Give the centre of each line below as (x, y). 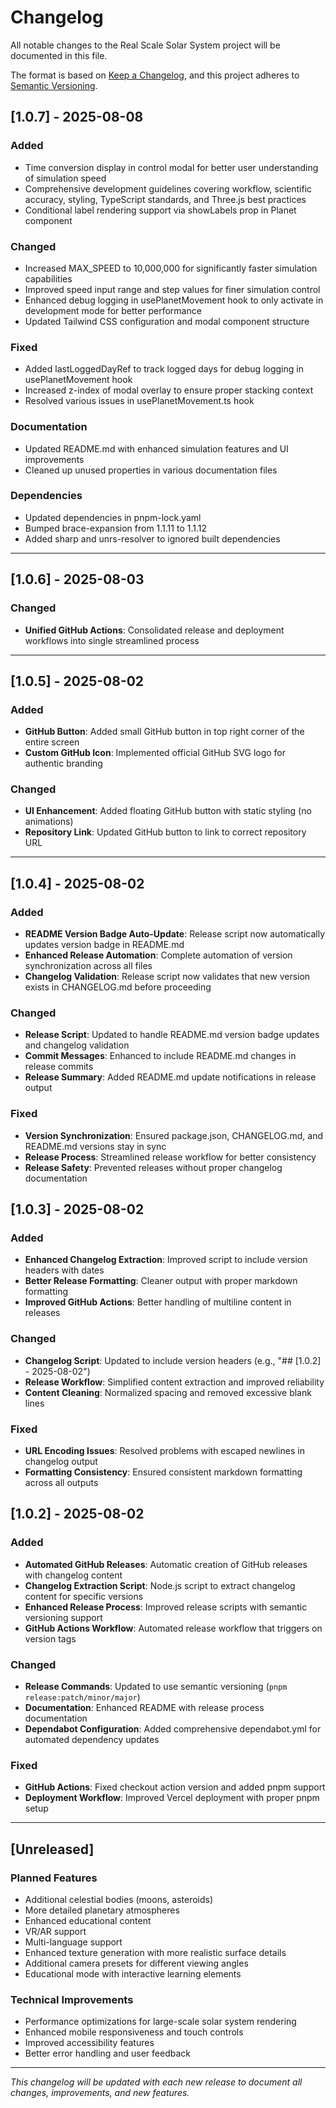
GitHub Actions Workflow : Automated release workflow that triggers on (173, 1628)
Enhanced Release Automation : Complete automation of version (158, 955)
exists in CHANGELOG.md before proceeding (118, 987)
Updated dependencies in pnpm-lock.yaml (113, 517)
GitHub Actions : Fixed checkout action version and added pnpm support (175, 1787)
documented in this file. (59, 55)
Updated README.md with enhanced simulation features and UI (156, 448)
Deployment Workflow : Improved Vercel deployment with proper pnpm (172, 1798)
